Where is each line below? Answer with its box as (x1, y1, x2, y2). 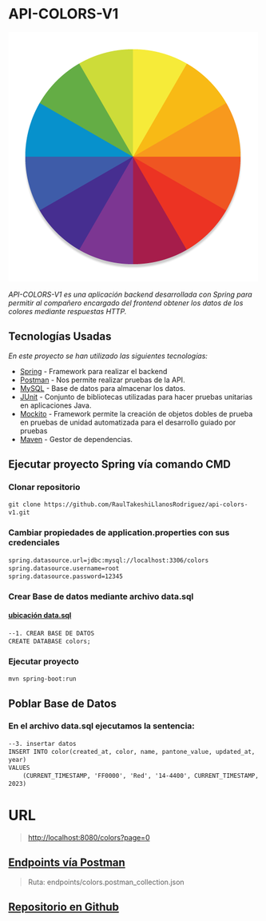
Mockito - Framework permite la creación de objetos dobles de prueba (19, 409, 253, 418)
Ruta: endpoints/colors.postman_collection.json (27, 877, 185, 887)
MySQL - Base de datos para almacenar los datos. (19, 383, 186, 393)
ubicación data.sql (8, 611, 72, 620)
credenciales (8, 537, 60, 548)
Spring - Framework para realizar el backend (19, 366, 168, 376)
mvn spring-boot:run (8, 675, 77, 684)
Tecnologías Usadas (8, 329, 112, 344)
